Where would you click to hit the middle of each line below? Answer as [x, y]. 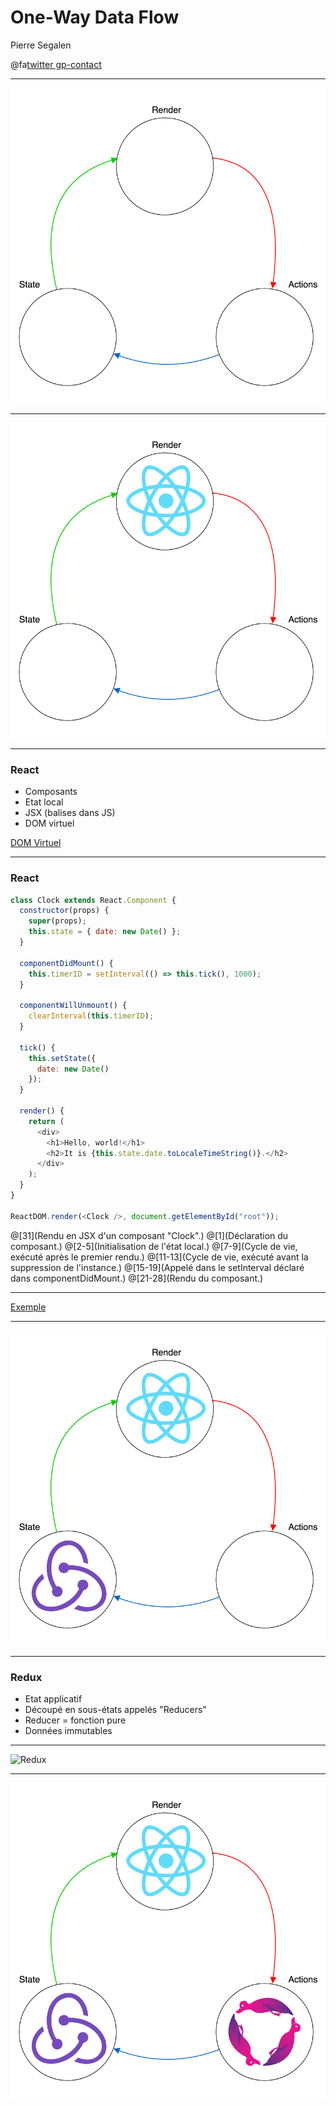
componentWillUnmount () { [73, 1006]
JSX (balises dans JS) [70, 813]
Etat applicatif [53, 1698]
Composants [51, 792]
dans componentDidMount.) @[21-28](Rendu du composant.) [137, 1278]
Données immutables [68, 1730]
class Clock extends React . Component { [93, 900]
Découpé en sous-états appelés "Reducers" [115, 1709]
